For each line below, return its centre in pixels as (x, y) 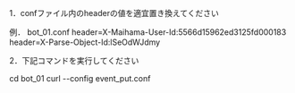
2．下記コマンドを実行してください (74, 60)
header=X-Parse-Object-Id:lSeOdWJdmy (85, 42)
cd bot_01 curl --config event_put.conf (80, 78)
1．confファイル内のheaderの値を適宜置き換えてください (114, 13)
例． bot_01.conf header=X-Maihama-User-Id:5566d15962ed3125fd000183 (148, 32)
